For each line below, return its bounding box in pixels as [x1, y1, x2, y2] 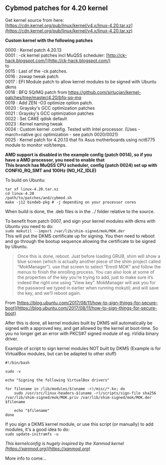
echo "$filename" [14, 408, 50, 413]
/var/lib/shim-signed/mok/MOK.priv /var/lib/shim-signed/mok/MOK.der [5, 395, 152, 400]
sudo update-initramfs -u [5, 432, 58, 437]
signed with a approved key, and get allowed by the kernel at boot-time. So [5, 325, 159, 331]
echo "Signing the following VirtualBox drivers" [5, 378, 110, 383]
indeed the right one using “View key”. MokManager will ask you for [17, 279, 156, 285]
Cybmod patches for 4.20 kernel [5, 4, 108, 12]
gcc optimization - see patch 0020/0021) [34, 131, 118, 137]
